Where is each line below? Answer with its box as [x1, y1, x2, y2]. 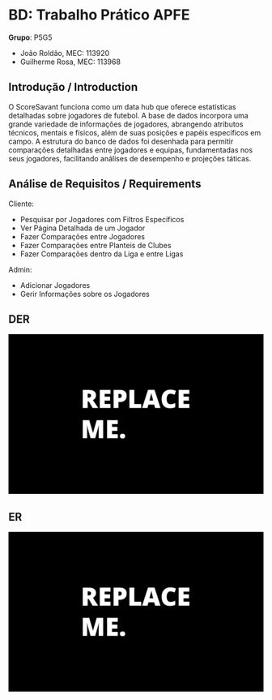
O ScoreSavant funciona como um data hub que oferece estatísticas [8, 101, 236, 111]
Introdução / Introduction [8, 80, 138, 94]
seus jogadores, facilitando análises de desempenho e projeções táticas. [8, 153, 252, 163]
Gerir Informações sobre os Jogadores [19, 289, 150, 298]
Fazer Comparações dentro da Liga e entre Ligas [19, 249, 184, 259]
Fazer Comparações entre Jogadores [19, 231, 146, 241]
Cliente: [8, 199, 35, 208]
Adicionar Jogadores [19, 280, 91, 290]
